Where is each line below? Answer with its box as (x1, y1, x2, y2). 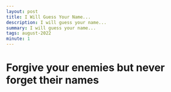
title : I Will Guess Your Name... (6, 14, 91, 20)
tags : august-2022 (6, 30, 51, 36)
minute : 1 (6, 36, 31, 42)
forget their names (6, 74, 99, 87)
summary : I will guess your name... (6, 25, 96, 31)
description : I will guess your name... (6, 19, 107, 25)
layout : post (6, 8, 38, 15)
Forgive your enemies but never (6, 61, 165, 74)
